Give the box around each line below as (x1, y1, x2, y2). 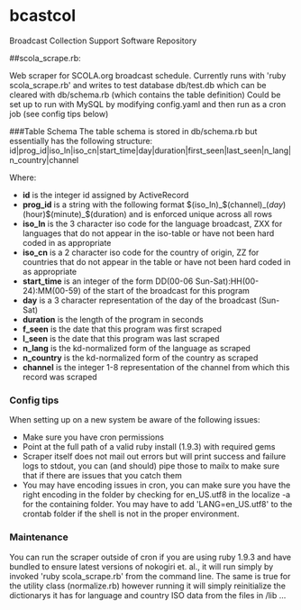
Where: (9, 172, 37, 183)
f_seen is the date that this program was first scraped (22, 323, 223, 334)
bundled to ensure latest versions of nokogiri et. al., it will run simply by (9, 560, 274, 572)
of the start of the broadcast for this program (82, 285, 251, 296)
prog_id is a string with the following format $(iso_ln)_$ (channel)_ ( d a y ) (22, 199, 287, 210)
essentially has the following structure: (9, 135, 153, 146)
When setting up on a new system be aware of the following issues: (9, 414, 260, 425)
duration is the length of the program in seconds (22, 314, 205, 324)
